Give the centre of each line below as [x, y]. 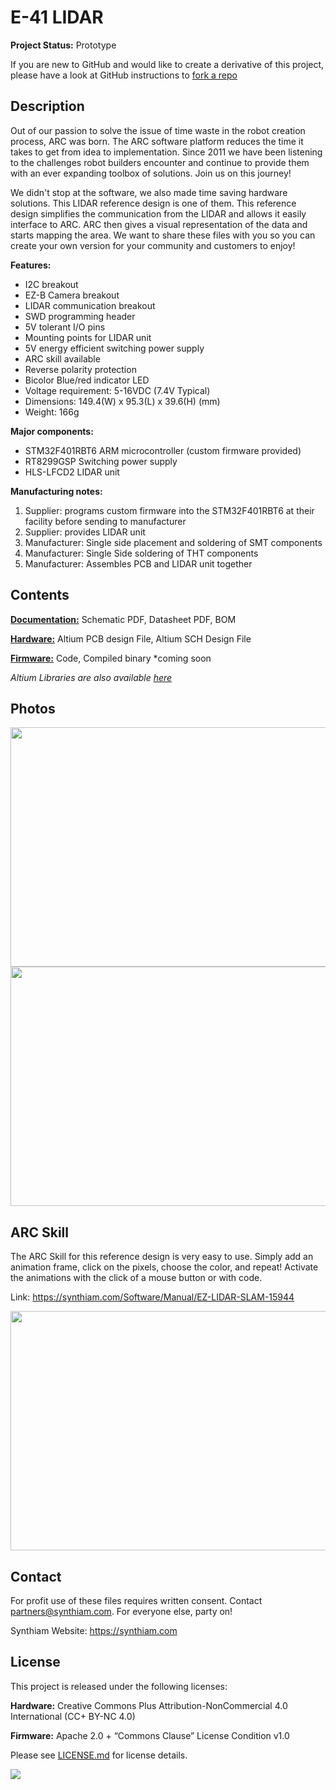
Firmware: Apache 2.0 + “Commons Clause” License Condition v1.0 [150, 1735]
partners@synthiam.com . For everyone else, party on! [121, 1611]
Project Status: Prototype [63, 45]
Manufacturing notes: [56, 491]
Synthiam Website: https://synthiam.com [94, 1630]
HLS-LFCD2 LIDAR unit [72, 472]
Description [47, 106]
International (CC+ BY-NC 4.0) [73, 1716]
